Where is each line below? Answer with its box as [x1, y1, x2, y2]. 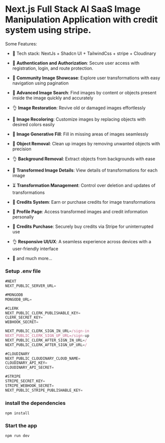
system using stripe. [5, 25, 91, 36]
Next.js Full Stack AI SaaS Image [5, 3, 141, 15]
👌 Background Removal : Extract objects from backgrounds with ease [12, 156, 156, 162]
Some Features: [5, 41, 38, 46]
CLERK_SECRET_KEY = [5, 315, 43, 320]
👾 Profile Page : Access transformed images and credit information [12, 209, 148, 215]
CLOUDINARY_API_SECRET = [5, 365, 54, 370]
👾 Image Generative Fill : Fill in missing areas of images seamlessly [12, 131, 149, 137]
